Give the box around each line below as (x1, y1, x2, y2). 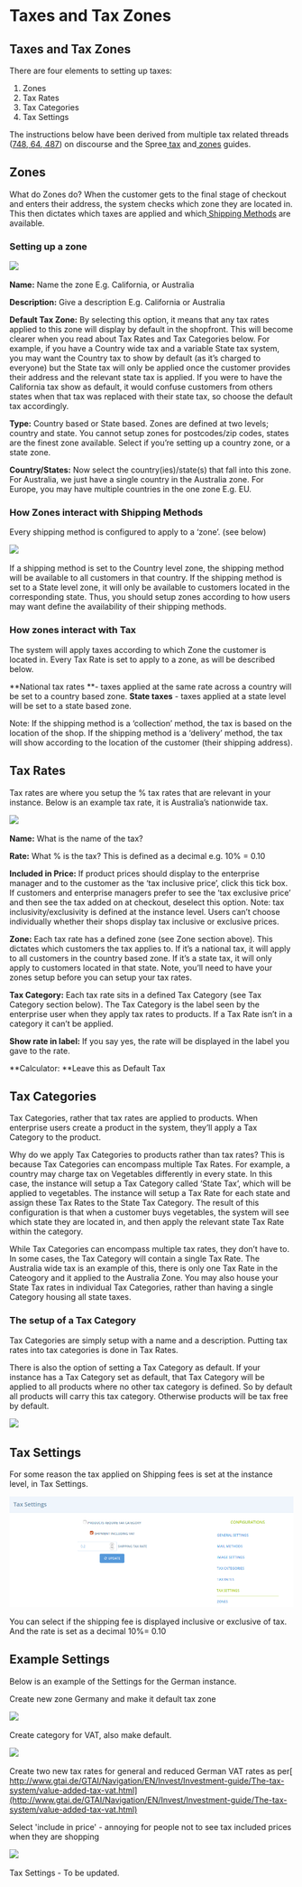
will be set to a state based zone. (9, 700, 133, 711)
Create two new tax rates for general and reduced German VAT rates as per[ (9, 1765, 293, 1776)
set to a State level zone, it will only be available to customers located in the (9, 582, 290, 593)
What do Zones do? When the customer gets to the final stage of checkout (9, 189, 287, 200)
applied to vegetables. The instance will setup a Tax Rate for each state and (9, 1188, 291, 1199)
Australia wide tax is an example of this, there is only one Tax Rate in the (9, 1263, 278, 1274)
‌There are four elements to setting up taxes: (9, 65, 173, 76)
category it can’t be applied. (9, 1018, 114, 1029)
